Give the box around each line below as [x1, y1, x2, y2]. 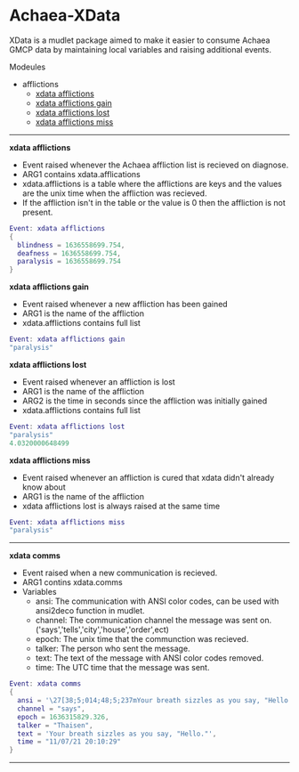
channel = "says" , [17, 704, 86, 713]
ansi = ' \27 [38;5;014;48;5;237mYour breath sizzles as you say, [17, 696, 261, 705]
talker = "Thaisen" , [17, 720, 93, 730]
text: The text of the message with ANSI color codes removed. [35, 653, 264, 663]
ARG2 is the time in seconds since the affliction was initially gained [21, 395, 268, 406]
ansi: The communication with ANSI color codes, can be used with [35, 596, 279, 606]
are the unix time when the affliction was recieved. [21, 188, 207, 199]
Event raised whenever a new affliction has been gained [21, 299, 229, 310]
